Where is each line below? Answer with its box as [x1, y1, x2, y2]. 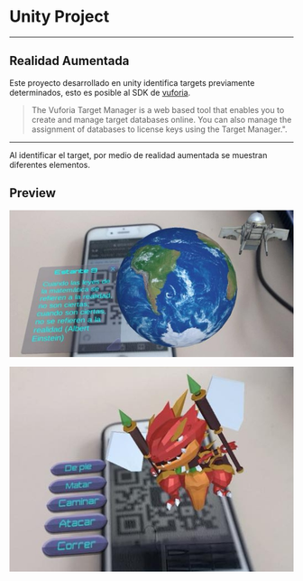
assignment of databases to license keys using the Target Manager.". [31, 124, 288, 135]
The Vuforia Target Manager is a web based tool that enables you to [31, 104, 285, 115]
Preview [9, 185, 57, 201]
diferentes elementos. [9, 159, 90, 170]
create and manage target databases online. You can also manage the [31, 114, 292, 125]
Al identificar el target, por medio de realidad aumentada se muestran [9, 149, 268, 160]
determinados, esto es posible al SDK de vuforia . [9, 87, 191, 98]
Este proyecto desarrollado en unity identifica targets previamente [9, 77, 255, 88]
